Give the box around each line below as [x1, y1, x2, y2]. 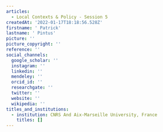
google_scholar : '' [11, 57, 59, 63]
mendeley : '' [11, 74, 43, 79]
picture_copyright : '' [6, 41, 61, 47]
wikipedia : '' [11, 100, 45, 107]
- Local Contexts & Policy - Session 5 [11, 14, 108, 20]
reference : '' [6, 47, 41, 53]
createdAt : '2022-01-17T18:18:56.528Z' [6, 19, 103, 25]
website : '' [11, 95, 41, 101]
